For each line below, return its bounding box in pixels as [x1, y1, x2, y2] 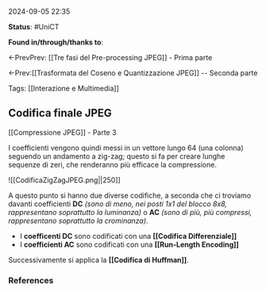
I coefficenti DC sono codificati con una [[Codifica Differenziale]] [19, 231, 237, 240]
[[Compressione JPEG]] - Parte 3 [8, 127, 117, 137]
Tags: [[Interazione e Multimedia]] [8, 83, 119, 93]
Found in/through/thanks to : [8, 37, 104, 47]
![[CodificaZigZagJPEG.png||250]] [8, 175, 121, 185]
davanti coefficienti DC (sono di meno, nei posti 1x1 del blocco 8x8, [8, 198, 228, 209]
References [8, 275, 54, 286]
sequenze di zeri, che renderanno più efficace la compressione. [8, 159, 217, 169]
